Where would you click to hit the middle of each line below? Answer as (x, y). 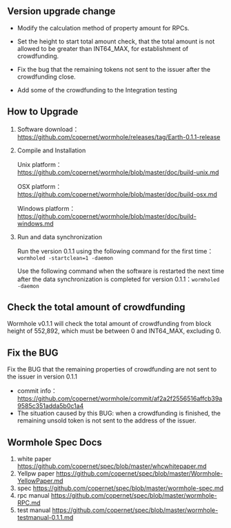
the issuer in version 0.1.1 (42, 377)
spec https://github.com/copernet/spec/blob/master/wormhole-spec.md (120, 488)
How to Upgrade (43, 112)
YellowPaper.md (40, 481)
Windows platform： (46, 208)
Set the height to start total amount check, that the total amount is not (116, 41)
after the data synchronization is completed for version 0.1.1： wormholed (118, 279)
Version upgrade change (61, 11)
